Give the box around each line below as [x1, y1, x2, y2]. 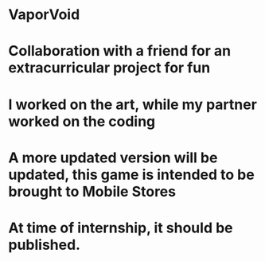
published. [8, 236, 81, 254]
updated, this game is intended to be [8, 166, 255, 184]
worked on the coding [8, 112, 156, 130]
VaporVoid [8, 6, 80, 24]
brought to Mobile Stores [8, 182, 177, 201]
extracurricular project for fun [8, 59, 211, 77]
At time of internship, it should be [8, 219, 233, 236]
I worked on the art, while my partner [8, 95, 257, 113]
